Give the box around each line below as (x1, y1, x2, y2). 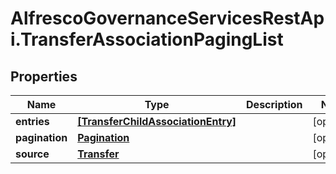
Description (246, 98, 303, 111)
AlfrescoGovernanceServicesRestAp (10, 7, 325, 30)
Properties (10, 68, 78, 85)
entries (15, 115, 50, 128)
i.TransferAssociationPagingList (10, 28, 284, 51)
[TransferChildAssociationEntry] (77, 115, 237, 128)
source (15, 147, 50, 161)
